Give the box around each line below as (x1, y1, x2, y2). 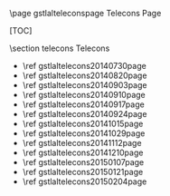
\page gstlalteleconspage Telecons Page (9, 8, 162, 18)
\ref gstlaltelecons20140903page (22, 80, 147, 90)
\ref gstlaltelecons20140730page (22, 61, 146, 71)
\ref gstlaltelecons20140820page (22, 70, 147, 81)
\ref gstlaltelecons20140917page (22, 99, 145, 110)
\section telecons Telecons (9, 43, 110, 54)
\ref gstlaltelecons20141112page (22, 138, 142, 148)
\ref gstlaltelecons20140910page (22, 90, 146, 100)
